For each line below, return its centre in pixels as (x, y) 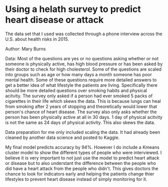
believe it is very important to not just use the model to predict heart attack (82, 158)
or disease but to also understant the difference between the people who (81, 163)
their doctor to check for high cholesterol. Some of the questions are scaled (83, 69)
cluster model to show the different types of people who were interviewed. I (83, 152)
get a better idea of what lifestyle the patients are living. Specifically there (81, 85)
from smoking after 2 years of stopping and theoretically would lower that (81, 106)
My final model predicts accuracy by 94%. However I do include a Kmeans (82, 147)
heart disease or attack (54, 20)
